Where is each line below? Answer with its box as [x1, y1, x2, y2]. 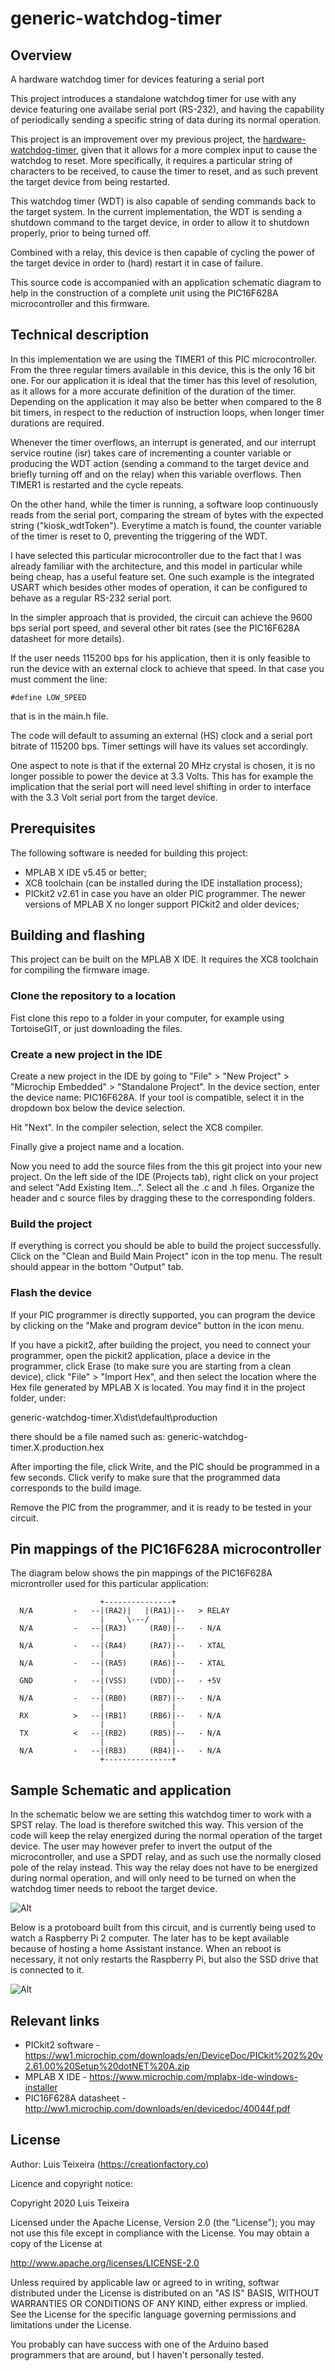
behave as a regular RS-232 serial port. [10, 592, 173, 604]
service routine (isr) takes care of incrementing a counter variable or [10, 447, 292, 459]
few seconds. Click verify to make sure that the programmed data [10, 1471, 281, 1483]
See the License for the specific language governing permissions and [10, 2308, 297, 2320]
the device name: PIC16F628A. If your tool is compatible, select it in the [10, 1092, 305, 1104]
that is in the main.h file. [10, 710, 109, 722]
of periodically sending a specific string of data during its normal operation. [10, 114, 322, 126]
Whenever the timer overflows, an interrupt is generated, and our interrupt [10, 436, 317, 448]
